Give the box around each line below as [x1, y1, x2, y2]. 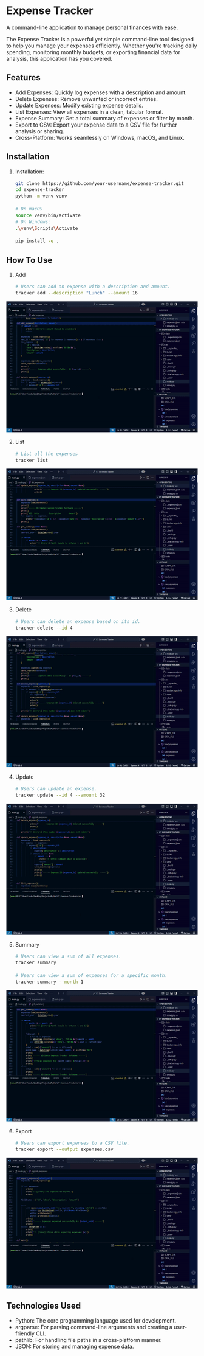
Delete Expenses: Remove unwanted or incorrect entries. [15, 95, 158, 102]
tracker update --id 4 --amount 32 [15, 792, 106, 799]
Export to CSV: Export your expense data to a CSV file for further [15, 121, 177, 128]
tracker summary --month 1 [15, 979, 84, 986]
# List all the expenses [15, 451, 78, 457]
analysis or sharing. [15, 127, 65, 134]
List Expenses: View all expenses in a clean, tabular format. [15, 108, 164, 116]
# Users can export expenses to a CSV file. [15, 1140, 130, 1146]
